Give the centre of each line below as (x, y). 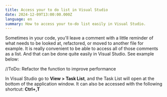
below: (12, 59)
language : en (19, 19)
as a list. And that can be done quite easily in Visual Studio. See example (80, 54)
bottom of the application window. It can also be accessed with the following (84, 84)
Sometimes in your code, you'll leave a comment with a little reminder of (79, 38)
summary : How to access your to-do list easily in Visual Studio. (76, 24)
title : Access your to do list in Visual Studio (57, 10)
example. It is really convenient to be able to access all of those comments (82, 48)
